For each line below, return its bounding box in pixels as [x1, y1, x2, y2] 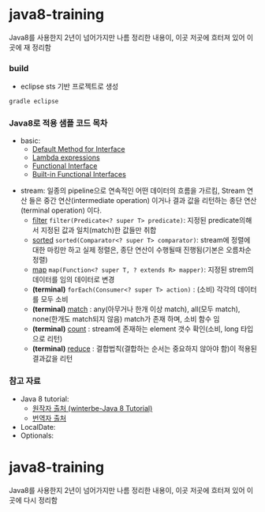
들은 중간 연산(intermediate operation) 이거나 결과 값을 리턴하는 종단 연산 [28, 196, 257, 205]
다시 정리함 [23, 495, 58, 505]
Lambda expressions [32, 152, 101, 163]
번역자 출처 [32, 413, 66, 423]
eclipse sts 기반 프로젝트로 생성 [20, 81, 119, 92]
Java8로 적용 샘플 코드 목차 [9, 118, 108, 129]
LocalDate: [20, 422, 56, 431]
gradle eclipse [9, 97, 59, 106]
